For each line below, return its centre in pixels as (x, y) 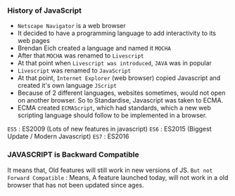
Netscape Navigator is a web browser (72, 26)
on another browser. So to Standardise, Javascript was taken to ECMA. (120, 100)
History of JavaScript (45, 11)
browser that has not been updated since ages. (76, 185)
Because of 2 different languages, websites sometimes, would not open (121, 93)
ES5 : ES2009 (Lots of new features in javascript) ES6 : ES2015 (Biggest (109, 129)
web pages (34, 41)
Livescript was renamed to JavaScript (74, 71)
